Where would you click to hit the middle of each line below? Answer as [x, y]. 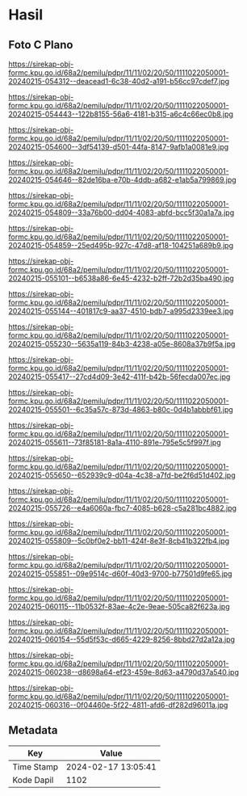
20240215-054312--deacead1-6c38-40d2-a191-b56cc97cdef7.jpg [119, 81]
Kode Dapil [33, 780]
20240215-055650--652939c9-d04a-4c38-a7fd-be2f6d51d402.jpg [122, 475]
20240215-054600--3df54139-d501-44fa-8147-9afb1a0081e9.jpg [119, 147]
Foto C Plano [41, 45]
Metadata [33, 730]
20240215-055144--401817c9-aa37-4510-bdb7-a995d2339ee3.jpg [121, 311]
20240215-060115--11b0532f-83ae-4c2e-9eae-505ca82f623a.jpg [119, 606]
